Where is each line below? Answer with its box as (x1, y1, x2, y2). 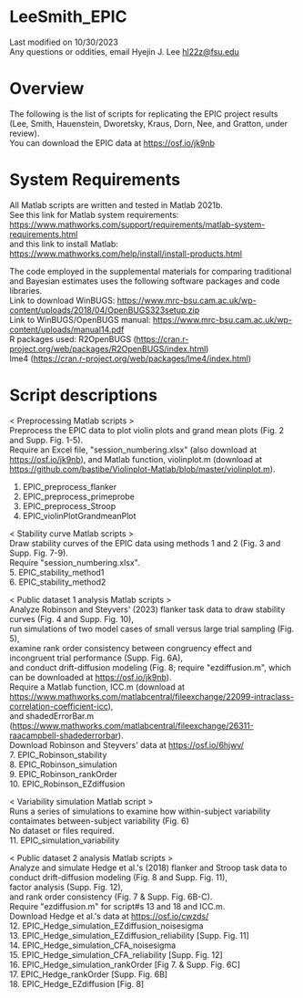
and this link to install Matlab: (9, 238, 118, 249)
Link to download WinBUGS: (9, 295, 116, 306)
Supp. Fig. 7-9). (9, 547, 68, 558)
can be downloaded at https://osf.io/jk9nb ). (9, 671, 172, 682)
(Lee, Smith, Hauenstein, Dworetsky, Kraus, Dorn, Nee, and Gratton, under (9, 118, 288, 129)
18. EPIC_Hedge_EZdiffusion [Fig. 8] (9, 978, 145, 989)
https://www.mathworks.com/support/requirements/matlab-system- (9, 219, 266, 230)
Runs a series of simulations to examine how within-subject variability (9, 806, 271, 816)
